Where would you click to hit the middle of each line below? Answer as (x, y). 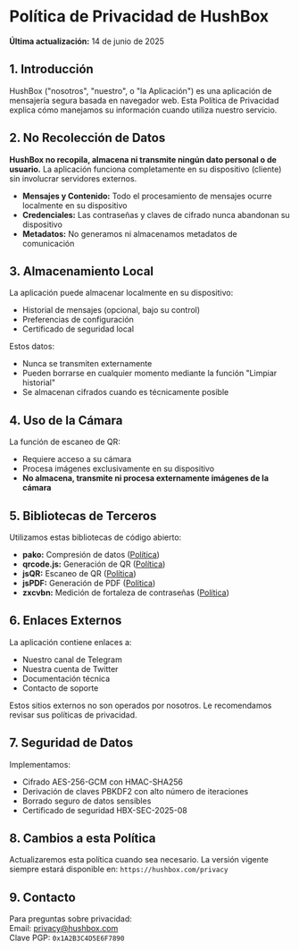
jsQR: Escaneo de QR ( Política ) (79, 573)
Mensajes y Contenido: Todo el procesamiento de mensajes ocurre (147, 196)
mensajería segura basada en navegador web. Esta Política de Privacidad (144, 100)
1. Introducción (51, 69)
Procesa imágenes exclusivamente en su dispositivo (118, 469)
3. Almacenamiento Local (82, 271)
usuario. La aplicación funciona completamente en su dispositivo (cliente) (145, 169)
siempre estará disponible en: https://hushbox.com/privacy (119, 870)
